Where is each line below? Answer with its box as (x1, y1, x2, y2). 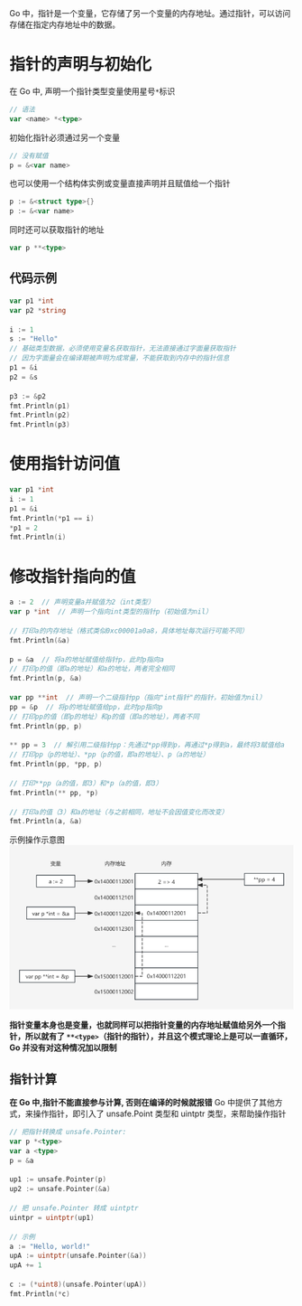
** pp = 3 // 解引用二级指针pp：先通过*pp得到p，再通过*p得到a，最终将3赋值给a (9, 740, 286, 750)
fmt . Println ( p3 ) (9, 420, 70, 429)
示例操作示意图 (9, 834, 65, 845)
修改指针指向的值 (9, 566, 137, 587)
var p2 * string (9, 305, 67, 315)
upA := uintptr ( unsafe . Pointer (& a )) (9, 1251, 147, 1261)
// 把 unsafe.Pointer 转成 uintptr (9, 1204, 139, 1213)
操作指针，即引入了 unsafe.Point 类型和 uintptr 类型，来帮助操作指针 (32, 1108, 287, 1119)
